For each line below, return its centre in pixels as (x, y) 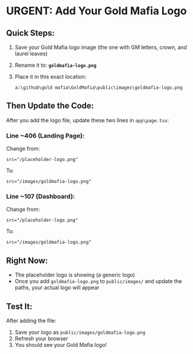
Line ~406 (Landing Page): (45, 135)
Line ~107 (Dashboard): (41, 197)
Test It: (19, 306)
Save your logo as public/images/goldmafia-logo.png (80, 333)
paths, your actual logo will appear (57, 288)
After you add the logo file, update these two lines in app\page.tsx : (88, 120)
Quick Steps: (31, 33)
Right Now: (27, 260)
